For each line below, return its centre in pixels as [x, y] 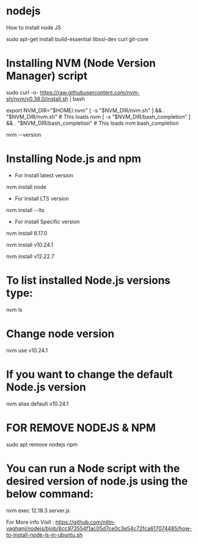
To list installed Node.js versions [88, 280]
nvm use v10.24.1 [27, 350]
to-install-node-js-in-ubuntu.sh [45, 534]
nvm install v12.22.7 [30, 256]
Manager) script [47, 76]
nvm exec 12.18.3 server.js [38, 510]
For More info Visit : [30, 522]
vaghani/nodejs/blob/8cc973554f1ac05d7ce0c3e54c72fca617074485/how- [99, 528]
